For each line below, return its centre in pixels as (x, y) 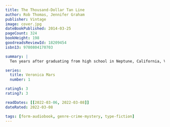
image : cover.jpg (24, 24)
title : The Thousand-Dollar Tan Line (45, 10)
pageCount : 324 (21, 33)
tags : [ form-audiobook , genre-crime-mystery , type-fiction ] (70, 116)
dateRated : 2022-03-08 (29, 107)
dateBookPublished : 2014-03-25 (38, 29)
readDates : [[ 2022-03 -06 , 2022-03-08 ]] (47, 102)
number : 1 (20, 80)
